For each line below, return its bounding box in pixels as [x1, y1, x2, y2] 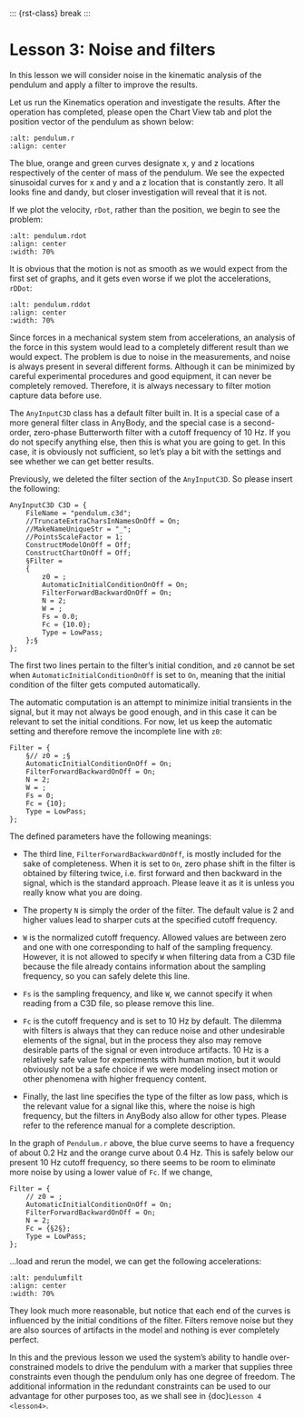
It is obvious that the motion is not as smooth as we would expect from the [9, 263, 288, 274]
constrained [9, 1361, 54, 1372]
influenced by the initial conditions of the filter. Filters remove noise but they [9, 1314, 294, 1325]
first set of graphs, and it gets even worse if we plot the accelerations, [9, 273, 271, 284]
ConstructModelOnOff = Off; [25, 540, 132, 549]
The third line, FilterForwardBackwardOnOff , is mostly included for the [22, 848, 281, 859]
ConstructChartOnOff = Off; [25, 548, 132, 557]
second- [243, 417, 275, 428]
